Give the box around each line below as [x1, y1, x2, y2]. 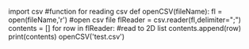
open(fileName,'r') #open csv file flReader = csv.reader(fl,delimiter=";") [8, 15, 242, 24]
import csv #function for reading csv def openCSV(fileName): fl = [8, 7, 223, 16]
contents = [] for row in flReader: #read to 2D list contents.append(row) [8, 24, 242, 32]
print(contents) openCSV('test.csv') [8, 32, 125, 41]
